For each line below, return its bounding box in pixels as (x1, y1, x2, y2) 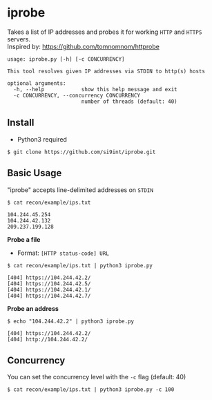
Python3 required (17, 135, 68, 143)
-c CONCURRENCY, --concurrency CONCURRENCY (13, 92, 140, 99)
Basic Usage (7, 167, 62, 179)
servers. (7, 35, 31, 43)
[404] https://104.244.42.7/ (7, 292, 91, 299)
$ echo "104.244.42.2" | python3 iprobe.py (7, 318, 135, 325)
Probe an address (7, 304, 59, 312)
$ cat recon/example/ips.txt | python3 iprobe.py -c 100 (7, 386, 175, 393)
